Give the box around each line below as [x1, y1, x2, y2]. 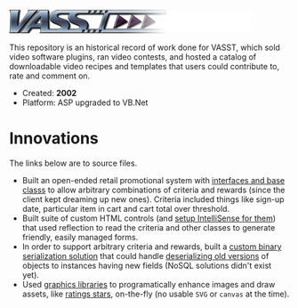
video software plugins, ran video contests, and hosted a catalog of [9, 52, 257, 62]
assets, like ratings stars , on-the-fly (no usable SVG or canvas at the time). [21, 288, 290, 299]
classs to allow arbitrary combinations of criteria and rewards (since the [21, 184, 286, 195]
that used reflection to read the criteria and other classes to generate [21, 222, 276, 232]
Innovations [9, 128, 100, 149]
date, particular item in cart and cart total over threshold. [21, 203, 230, 214]
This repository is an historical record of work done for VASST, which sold [9, 42, 280, 53]
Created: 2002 [21, 88, 77, 98]
